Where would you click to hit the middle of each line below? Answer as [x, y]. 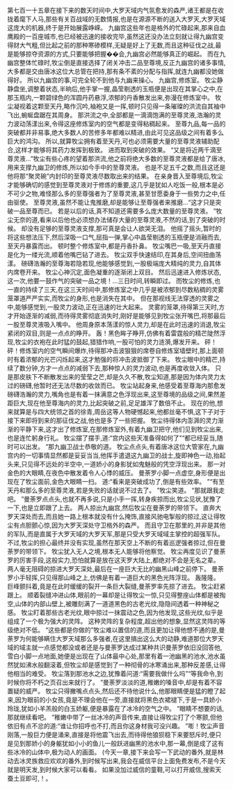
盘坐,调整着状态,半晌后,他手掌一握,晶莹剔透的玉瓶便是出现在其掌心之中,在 [118, 89]
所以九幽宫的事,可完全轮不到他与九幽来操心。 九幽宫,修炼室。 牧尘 [122, 80]
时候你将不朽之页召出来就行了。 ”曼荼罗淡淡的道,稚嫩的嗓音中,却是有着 [109, 682]
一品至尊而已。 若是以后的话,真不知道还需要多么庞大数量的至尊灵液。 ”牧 [118, 211]
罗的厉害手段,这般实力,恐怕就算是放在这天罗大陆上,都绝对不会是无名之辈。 [114, 560]
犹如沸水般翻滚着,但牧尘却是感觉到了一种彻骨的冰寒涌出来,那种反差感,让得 [119, 665]
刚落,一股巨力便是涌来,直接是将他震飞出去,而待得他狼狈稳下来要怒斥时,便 [111, 735]
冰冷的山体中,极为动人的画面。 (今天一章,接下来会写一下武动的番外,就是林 [118, 752]
